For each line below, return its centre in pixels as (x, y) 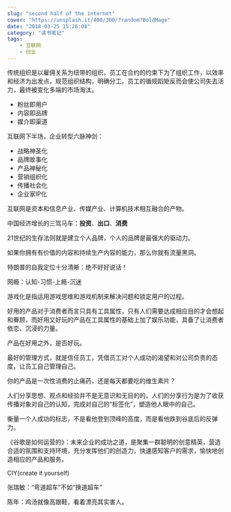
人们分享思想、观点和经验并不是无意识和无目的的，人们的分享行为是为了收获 (115, 395)
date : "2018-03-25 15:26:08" (49, 26)
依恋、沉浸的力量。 (34, 328)
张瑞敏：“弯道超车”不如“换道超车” (55, 487)
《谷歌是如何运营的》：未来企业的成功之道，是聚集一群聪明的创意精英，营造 (114, 442)
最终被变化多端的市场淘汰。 (58, 90)
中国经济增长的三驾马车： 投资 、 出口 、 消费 (67, 223)
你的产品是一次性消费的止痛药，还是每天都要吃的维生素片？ (91, 380)
